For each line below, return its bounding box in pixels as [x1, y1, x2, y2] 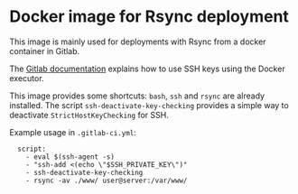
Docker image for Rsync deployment [9, 6, 289, 27]
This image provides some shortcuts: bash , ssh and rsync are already [9, 90, 265, 101]
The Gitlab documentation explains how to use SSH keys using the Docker [9, 63, 286, 74]
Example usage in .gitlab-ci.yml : [9, 126, 137, 137]
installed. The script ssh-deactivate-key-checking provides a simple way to [9, 99, 289, 110]
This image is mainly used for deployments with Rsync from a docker [9, 36, 266, 47]
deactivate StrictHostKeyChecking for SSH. [9, 109, 169, 120]
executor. [9, 72, 44, 83]
